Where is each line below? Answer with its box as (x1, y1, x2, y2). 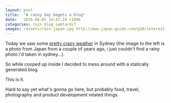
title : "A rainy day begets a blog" (5, 12, 85, 17)
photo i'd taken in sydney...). (5, 51, 65, 58)
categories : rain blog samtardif (5, 21, 76, 27)
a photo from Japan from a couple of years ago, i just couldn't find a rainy (5, 46, 160, 52)
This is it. (5, 76, 24, 83)
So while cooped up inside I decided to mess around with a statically (5, 61, 149, 67)
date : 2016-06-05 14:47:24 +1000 (5, 17, 81, 22)
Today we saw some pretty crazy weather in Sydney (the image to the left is (5, 40, 165, 46)
